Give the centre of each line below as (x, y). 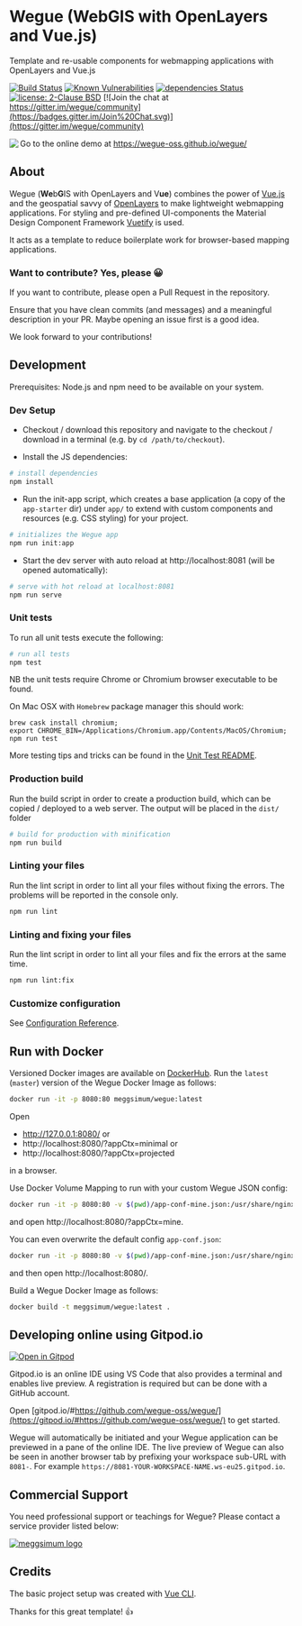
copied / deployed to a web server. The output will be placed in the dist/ (144, 808)
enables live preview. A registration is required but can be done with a (138, 1384)
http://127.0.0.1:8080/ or (66, 1134)
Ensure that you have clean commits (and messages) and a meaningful (141, 310)
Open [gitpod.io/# (42, 1411)
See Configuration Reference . (64, 1023)
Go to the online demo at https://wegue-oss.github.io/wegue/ (133, 143)
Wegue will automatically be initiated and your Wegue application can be (144, 1438)
